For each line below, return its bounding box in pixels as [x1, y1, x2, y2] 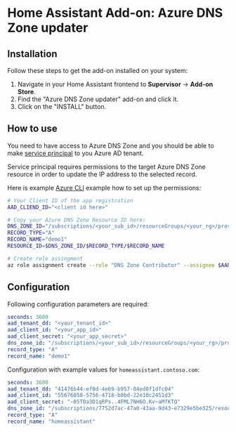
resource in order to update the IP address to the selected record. [7, 170, 197, 178]
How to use [7, 123, 58, 135]
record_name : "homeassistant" [7, 418, 96, 425]
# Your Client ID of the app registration [7, 197, 133, 204]
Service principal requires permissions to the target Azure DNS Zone [7, 162, 206, 171]
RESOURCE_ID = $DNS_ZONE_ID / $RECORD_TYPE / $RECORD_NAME [7, 242, 165, 250]
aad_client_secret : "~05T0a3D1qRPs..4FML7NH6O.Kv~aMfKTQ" [7, 398, 181, 405]
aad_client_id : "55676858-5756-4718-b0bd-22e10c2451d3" [7, 392, 174, 399]
